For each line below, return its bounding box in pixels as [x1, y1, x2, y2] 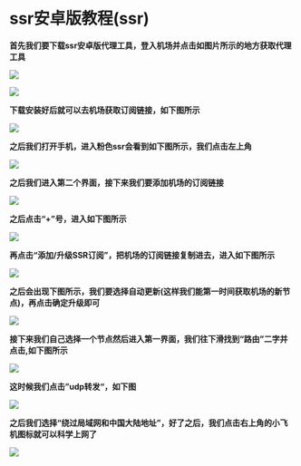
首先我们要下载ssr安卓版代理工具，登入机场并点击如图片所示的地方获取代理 [9, 40, 292, 51]
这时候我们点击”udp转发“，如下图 [9, 381, 137, 392]
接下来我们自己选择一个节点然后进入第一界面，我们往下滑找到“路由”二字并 [9, 333, 288, 345]
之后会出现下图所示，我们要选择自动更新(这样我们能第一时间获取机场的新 [9, 286, 283, 296]
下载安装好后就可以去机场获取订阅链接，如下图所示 [9, 104, 200, 115]
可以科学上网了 [40, 428, 97, 440]
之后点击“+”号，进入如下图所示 [9, 213, 127, 224]
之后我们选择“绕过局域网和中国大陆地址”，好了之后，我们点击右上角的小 [9, 417, 281, 428]
